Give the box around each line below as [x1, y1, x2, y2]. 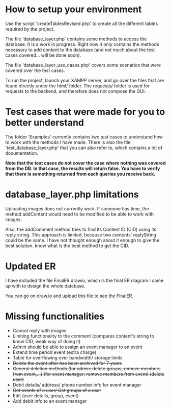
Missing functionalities [5, 310, 104, 322]
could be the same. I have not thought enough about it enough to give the [5, 237, 160, 243]
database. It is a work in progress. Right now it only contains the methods [5, 41, 159, 47]
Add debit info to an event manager [12, 398, 88, 404]
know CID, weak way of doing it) [12, 338, 81, 344]
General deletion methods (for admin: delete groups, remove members [12, 365, 161, 371]
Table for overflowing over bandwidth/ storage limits [12, 354, 123, 360]
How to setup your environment [5, 4, 142, 15]
